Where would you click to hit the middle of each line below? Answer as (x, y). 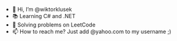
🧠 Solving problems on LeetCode (54, 25)
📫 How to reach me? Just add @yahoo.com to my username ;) (92, 31)
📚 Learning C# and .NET (44, 16)
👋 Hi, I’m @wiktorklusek (42, 9)
